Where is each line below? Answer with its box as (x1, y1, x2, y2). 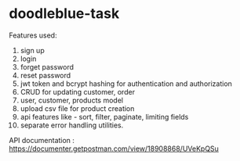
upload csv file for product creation (20, 103, 135, 113)
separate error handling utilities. (20, 120, 124, 130)
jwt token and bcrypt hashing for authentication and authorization (20, 79, 232, 88)
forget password (20, 62, 74, 71)
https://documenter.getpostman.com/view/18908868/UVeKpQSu (9, 144, 219, 153)
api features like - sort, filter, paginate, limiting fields (20, 112, 189, 121)
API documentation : (9, 135, 75, 145)
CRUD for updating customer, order (20, 87, 136, 96)
